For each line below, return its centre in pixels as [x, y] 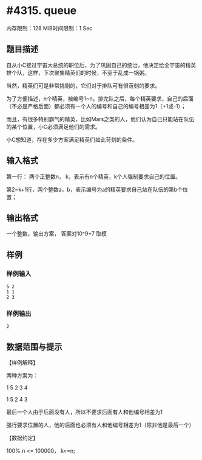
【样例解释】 [22, 363]
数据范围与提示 [34, 347]
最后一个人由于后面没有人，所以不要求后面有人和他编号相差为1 [84, 412]
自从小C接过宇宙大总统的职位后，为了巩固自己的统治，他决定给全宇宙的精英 [101, 65]
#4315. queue [42, 11]
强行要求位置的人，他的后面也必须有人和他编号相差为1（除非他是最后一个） [100, 425]
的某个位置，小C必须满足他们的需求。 [54, 127]
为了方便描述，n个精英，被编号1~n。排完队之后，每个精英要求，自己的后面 [100, 99]
